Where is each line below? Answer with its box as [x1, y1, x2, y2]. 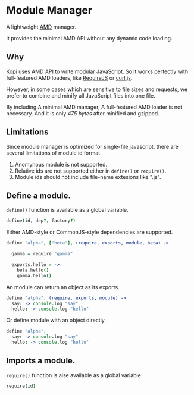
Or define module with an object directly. [6, 316, 106, 324]
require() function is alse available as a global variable [6, 371, 141, 378]
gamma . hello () [17, 272, 52, 278]
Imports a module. [6, 356, 76, 366]
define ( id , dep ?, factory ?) [6, 218, 76, 224]
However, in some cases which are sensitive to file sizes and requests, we [6, 86, 188, 93]
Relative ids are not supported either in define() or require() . [14, 167, 167, 174]
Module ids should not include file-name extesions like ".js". [14, 173, 161, 180]
